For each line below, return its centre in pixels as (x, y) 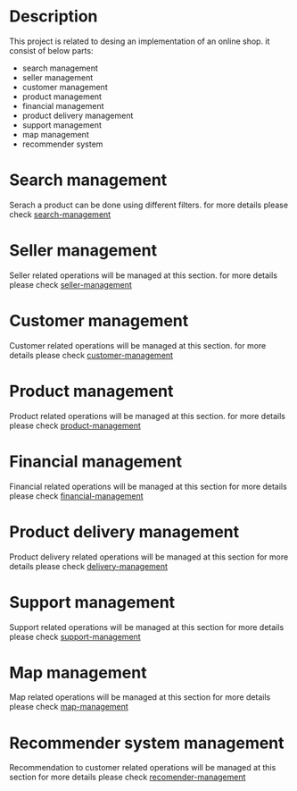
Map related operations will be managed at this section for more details (140, 697)
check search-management (60, 214)
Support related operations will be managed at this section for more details (147, 627)
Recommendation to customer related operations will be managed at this (143, 768)
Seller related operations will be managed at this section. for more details (144, 275)
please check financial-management (77, 496)
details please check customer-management (91, 355)
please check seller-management (70, 284)
